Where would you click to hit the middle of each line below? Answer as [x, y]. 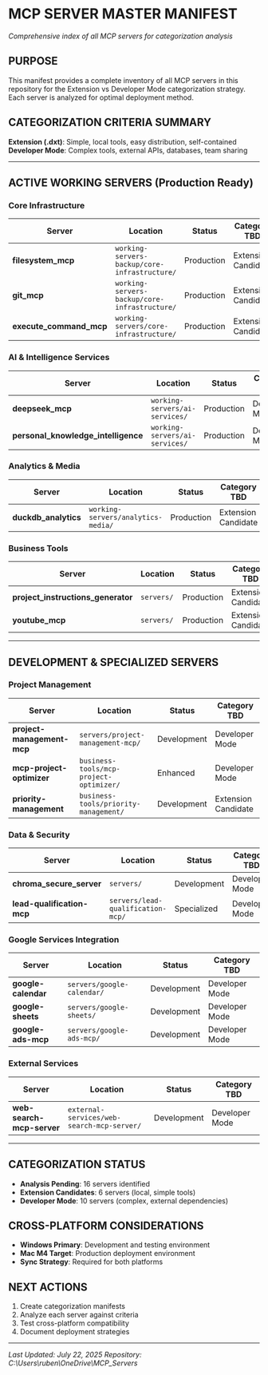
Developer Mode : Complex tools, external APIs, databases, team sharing [128, 150]
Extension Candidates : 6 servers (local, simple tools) [108, 1192]
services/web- [94, 1117]
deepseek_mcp [42, 408]
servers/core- [142, 327]
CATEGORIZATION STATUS [77, 1165]
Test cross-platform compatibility [75, 1323]
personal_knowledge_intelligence [78, 435]
